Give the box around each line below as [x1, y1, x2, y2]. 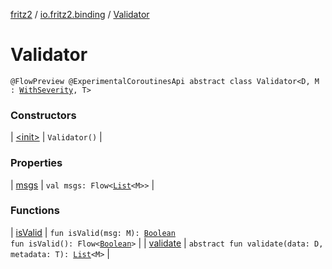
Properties [10, 156, 63, 170]
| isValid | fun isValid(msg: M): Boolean [10, 226, 176, 238]
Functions [10, 204, 60, 218]
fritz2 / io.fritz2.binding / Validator [10, 9, 150, 20]
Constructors [10, 108, 77, 122]
